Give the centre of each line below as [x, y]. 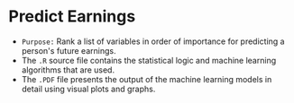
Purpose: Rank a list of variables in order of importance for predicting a [153, 41]
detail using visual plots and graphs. [88, 89]
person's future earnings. [69, 50]
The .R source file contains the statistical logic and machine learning [149, 60]
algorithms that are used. [68, 70]
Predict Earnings [72, 17]
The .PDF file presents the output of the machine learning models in [147, 79]
